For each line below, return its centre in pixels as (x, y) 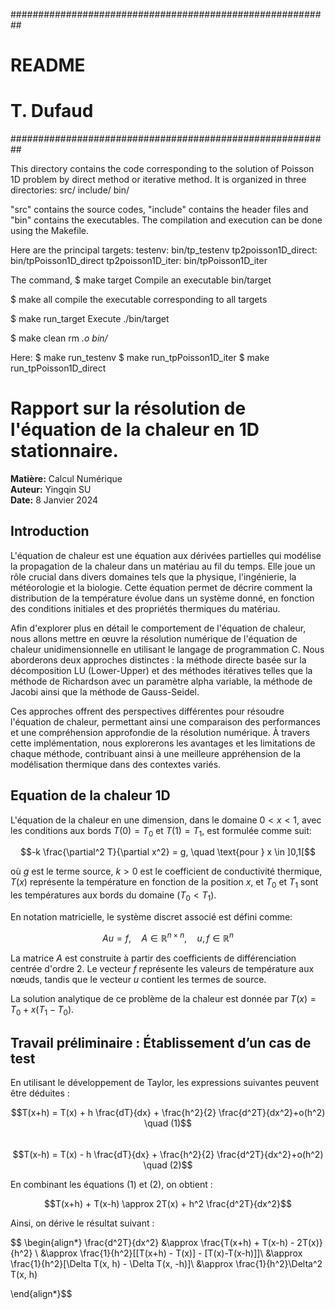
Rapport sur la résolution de (128, 408)
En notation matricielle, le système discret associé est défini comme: (151, 917)
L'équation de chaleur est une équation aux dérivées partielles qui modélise (166, 555)
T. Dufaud (52, 111)
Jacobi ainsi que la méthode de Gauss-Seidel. (105, 691)
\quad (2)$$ (168, 1165)
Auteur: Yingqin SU (51, 490)
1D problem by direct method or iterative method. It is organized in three (158, 180)
